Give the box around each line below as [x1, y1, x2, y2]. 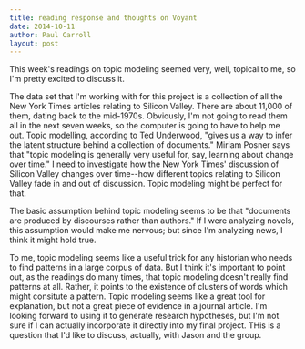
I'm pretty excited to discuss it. [9, 74, 125, 85]
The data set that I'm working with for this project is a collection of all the [9, 91, 283, 102]
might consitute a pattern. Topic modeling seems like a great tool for [9, 291, 266, 302]
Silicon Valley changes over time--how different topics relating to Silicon [9, 169, 280, 180]
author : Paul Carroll [9, 30, 92, 39]
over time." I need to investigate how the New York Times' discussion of [9, 159, 280, 169]
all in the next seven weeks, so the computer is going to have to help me [9, 120, 280, 131]
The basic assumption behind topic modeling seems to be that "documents [9, 206, 291, 217]
